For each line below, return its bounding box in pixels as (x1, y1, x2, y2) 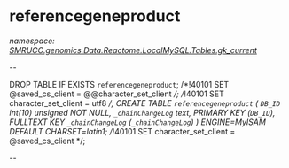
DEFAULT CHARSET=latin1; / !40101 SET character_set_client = (9, 126, 236, 136)
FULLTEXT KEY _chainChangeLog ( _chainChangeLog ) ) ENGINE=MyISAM (9, 117, 266, 127)
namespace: (9, 35, 55, 46)
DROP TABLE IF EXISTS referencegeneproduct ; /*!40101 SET (9, 79, 230, 89)
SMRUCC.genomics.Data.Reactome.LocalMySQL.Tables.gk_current (9, 44, 257, 55)
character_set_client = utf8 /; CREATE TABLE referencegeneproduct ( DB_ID (9, 97, 281, 108)
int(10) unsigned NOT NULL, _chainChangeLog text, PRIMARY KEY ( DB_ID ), (9, 107, 276, 118)
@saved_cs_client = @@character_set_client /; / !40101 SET (9, 88, 224, 99)
